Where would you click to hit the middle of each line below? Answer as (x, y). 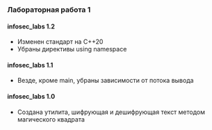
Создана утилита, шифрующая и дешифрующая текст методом (111, 112)
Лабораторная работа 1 (49, 10)
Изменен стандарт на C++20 (60, 42)
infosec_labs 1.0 (31, 96)
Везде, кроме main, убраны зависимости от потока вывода (105, 81)
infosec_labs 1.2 (31, 26)
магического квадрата (51, 119)
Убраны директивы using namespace (72, 49)
